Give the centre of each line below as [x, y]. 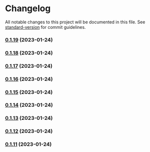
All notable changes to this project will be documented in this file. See [75, 22]
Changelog [28, 9]
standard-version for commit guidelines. [45, 27]
